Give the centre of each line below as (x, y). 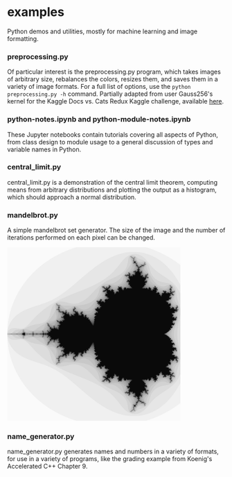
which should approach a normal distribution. (72, 197)
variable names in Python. (44, 149)
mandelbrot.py (33, 215)
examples (36, 12)
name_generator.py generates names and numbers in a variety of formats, (113, 451)
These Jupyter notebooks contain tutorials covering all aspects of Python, (113, 134)
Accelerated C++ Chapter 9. (47, 467)
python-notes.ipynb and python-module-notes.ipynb (99, 119)
